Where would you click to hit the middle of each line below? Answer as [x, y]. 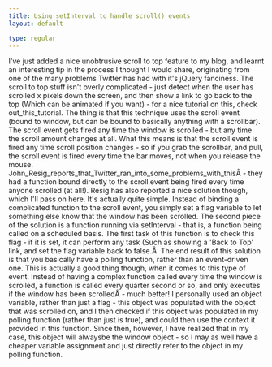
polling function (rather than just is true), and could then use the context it [132, 320]
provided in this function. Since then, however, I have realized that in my [129, 329]
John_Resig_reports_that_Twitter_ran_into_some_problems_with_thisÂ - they [136, 173]
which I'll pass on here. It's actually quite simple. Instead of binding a [124, 199]
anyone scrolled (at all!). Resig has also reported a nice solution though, [128, 191]
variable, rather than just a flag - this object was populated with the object [132, 303]
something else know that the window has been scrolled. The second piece [135, 217]
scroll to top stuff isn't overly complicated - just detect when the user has [131, 87]
